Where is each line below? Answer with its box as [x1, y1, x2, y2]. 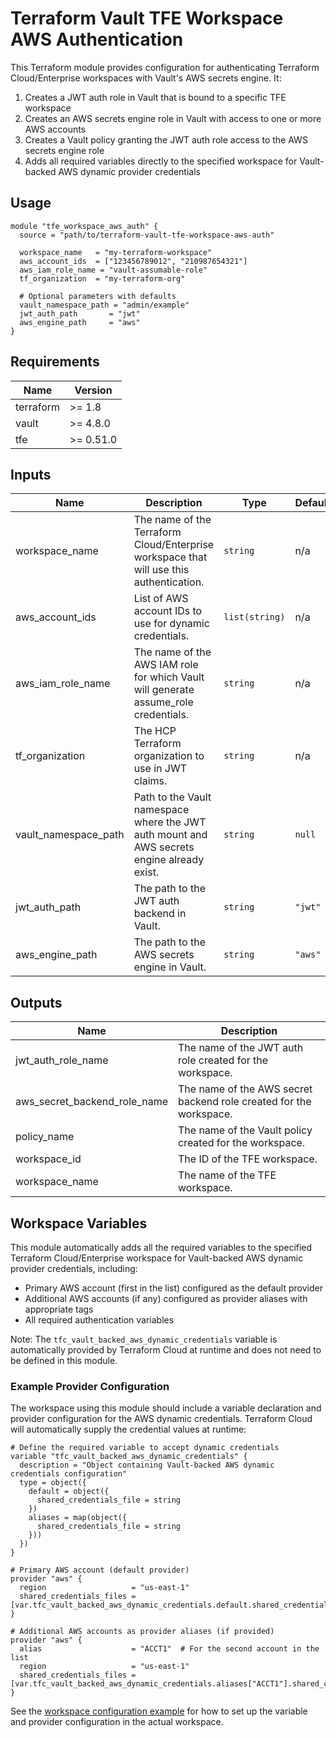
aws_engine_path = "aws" [19, 317, 141, 327]
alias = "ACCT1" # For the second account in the [19, 1644, 320, 1654]
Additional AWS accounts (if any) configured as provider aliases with [24, 1293, 308, 1304]
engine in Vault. [133, 960, 207, 974]
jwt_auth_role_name [15, 1053, 109, 1067]
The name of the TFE [177, 1168, 277, 1182]
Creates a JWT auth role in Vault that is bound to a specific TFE [24, 91, 287, 103]
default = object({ [28, 1487, 110, 1497]
